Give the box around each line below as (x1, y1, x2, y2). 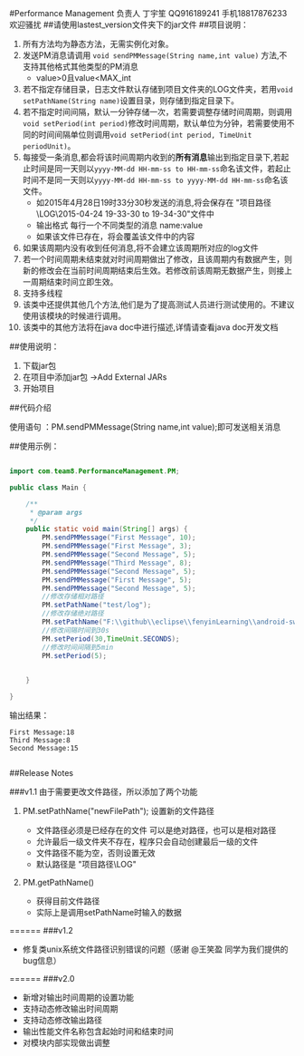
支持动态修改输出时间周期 (22, 1003, 119, 1013)
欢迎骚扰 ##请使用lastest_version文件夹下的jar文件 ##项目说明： (9, 19, 249, 30)
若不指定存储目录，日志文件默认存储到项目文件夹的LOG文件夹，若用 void (22, 84, 294, 94)
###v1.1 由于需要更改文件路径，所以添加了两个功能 (9, 787, 198, 797)
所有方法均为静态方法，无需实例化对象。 (22, 39, 174, 49)
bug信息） (22, 955, 62, 965)
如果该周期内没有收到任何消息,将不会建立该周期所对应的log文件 (22, 243, 260, 253)
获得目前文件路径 (35, 896, 100, 906)
